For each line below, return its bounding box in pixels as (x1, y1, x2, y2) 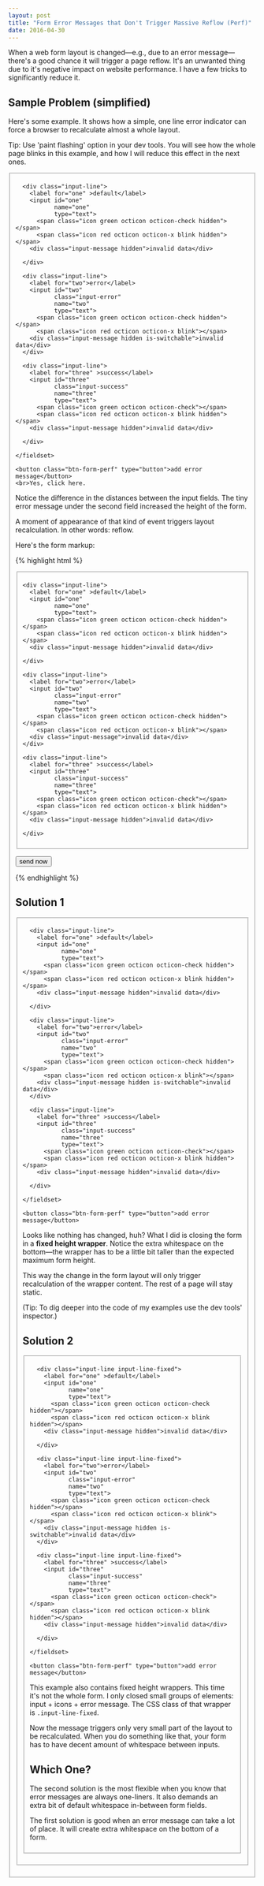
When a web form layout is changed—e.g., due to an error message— (8, 48, 235, 58)
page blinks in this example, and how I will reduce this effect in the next (8, 149, 240, 158)
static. (22, 1288, 43, 1297)
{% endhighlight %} (15, 873, 80, 882)
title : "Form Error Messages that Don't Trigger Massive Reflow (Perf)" (8, 19, 252, 27)
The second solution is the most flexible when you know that (29, 1783, 227, 1793)
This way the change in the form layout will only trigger (22, 1271, 201, 1280)
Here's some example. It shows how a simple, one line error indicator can (8, 117, 247, 126)
